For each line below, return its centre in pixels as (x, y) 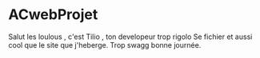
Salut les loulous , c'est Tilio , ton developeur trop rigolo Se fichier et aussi (130, 37)
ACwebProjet (53, 15)
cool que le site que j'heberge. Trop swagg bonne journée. (105, 44)
